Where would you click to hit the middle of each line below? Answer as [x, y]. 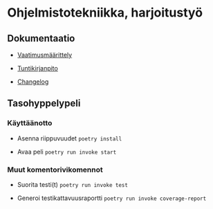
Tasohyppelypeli [44, 103]
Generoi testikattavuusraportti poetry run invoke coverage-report [112, 198]
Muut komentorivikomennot [55, 170]
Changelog [33, 82]
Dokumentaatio [41, 38]
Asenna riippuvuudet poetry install [70, 138]
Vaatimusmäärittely [45, 55]
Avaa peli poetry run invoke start [67, 152]
